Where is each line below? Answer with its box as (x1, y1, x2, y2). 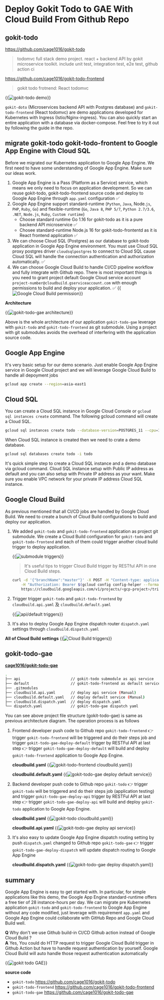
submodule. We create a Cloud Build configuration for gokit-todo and (12, 533, 152, 539)
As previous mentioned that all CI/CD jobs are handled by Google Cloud (5, 508, 149, 514)
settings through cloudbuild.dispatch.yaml (12, 626, 99, 632)
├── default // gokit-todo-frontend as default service (5, 681, 161, 686)
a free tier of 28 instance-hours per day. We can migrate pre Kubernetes (5, 900, 151, 905)
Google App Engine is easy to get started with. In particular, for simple (5, 889, 146, 895)
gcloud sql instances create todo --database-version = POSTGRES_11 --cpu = (5, 428, 159, 433)
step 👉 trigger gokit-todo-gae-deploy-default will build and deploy (12, 745, 149, 751)
